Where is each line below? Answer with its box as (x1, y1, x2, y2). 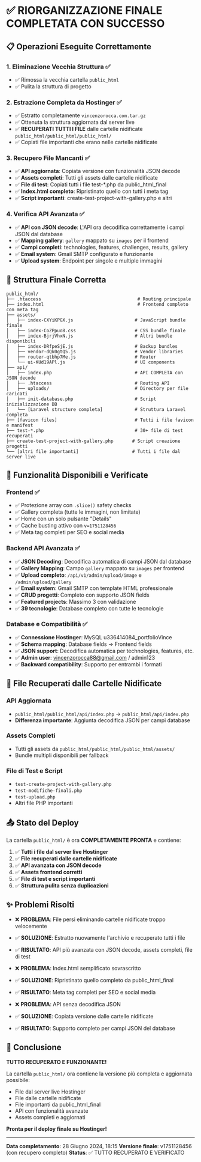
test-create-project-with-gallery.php (14, 782, 112, 788)
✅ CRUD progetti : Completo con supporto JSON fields (14, 591, 150, 598)
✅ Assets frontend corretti (14, 868, 83, 875)
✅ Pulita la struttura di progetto (14, 82, 92, 90)
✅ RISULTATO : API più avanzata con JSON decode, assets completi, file (14, 946, 193, 953)
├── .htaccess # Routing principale (6, 296, 191, 302)
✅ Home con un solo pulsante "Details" (14, 515, 112, 523)
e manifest (6, 422, 33, 428)
